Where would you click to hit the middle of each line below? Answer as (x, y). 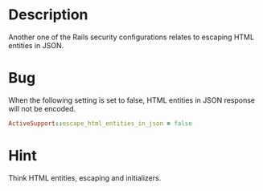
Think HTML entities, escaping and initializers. (85, 177)
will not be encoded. (42, 108)
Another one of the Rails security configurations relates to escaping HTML (131, 37)
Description (48, 15)
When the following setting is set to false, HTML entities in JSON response (132, 100)
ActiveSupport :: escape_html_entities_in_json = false (101, 123)
